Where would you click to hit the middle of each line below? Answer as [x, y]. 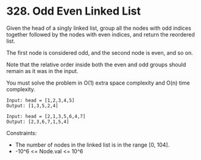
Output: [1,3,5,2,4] [33, 106]
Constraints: [22, 133]
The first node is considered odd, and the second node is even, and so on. [100, 52]
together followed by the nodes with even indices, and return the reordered [100, 34]
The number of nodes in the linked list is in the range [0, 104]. [92, 145]
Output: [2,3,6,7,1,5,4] [38, 122]
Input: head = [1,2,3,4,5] [41, 100]
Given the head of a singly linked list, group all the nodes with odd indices [99, 28]
